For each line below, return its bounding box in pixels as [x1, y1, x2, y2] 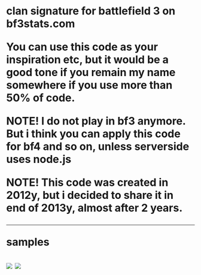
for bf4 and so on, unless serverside [6, 140, 190, 153]
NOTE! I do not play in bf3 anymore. [6, 114, 186, 128]
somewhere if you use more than [6, 78, 173, 92]
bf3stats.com [6, 17, 75, 31]
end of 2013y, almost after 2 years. [6, 201, 183, 215]
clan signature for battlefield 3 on [6, 4, 176, 18]
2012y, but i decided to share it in [6, 189, 173, 202]
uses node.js [6, 153, 72, 166]
